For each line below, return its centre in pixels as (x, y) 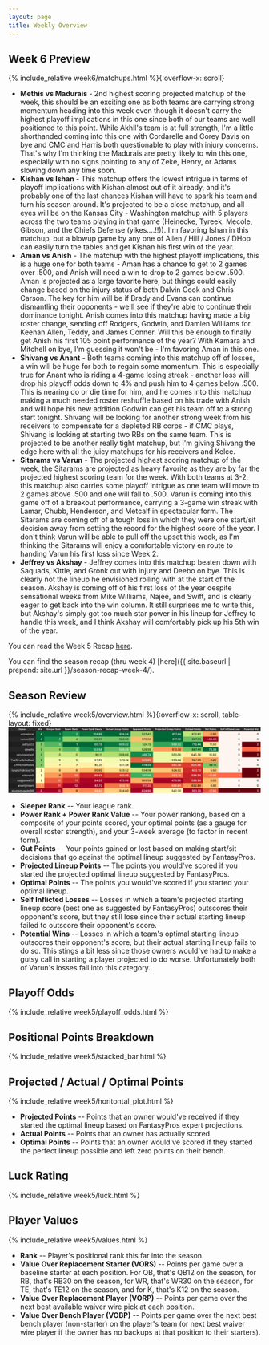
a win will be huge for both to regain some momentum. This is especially (139, 367)
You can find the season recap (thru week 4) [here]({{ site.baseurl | (119, 662)
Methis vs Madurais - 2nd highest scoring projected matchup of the (132, 94)
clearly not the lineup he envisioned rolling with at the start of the (127, 579)
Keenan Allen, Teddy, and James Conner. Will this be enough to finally (135, 332)
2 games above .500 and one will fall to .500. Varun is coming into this (136, 494)
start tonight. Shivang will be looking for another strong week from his (135, 418)
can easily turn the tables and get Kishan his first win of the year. (127, 247)
